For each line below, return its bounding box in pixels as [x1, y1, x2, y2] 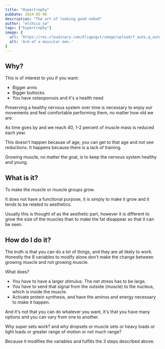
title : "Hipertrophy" [5, 7, 50, 12]
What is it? [5, 173, 38, 182]
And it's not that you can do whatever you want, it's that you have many [5, 309, 150, 315]
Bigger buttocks [12, 90, 45, 96]
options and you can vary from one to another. [5, 314, 99, 320]
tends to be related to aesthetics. [5, 201, 72, 207]
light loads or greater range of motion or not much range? [5, 329, 122, 335]
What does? [5, 269, 29, 275]
